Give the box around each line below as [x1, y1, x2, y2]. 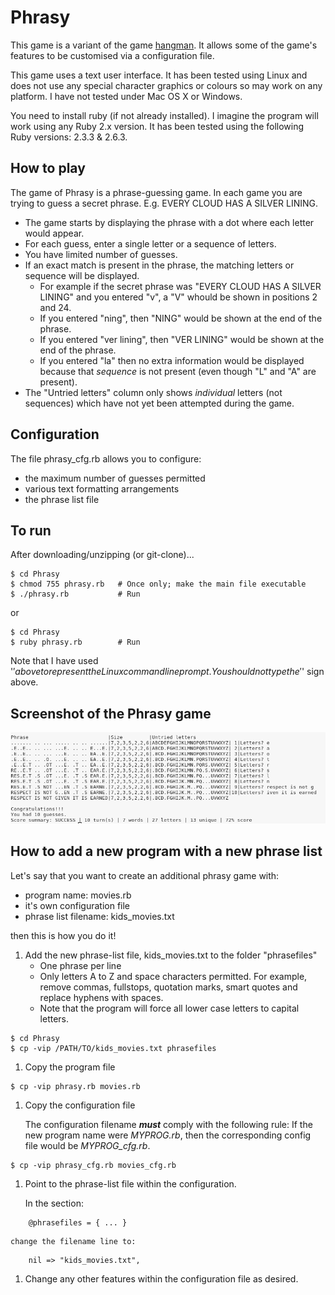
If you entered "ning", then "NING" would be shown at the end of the [39, 312, 323, 324]
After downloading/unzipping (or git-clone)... [10, 549, 195, 561]
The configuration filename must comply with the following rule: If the [24, 1118, 313, 1130]
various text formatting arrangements [24, 482, 180, 495]
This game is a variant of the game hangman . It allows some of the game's [10, 39, 318, 51]
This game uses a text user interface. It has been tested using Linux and [10, 69, 308, 81]
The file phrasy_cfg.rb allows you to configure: [10, 452, 202, 465]
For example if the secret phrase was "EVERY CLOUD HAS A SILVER [39, 280, 322, 292]
